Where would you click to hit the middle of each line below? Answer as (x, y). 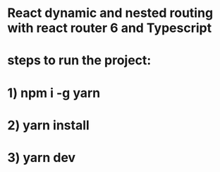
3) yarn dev (42, 157)
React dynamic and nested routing (110, 13)
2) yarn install (48, 125)
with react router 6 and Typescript (110, 28)
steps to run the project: (79, 61)
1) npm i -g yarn (54, 93)
